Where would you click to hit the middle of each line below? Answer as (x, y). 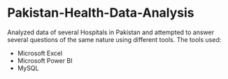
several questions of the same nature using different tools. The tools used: (114, 39)
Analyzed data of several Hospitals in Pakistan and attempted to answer (111, 32)
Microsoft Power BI (45, 60)
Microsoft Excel (40, 53)
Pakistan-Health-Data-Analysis (101, 13)
